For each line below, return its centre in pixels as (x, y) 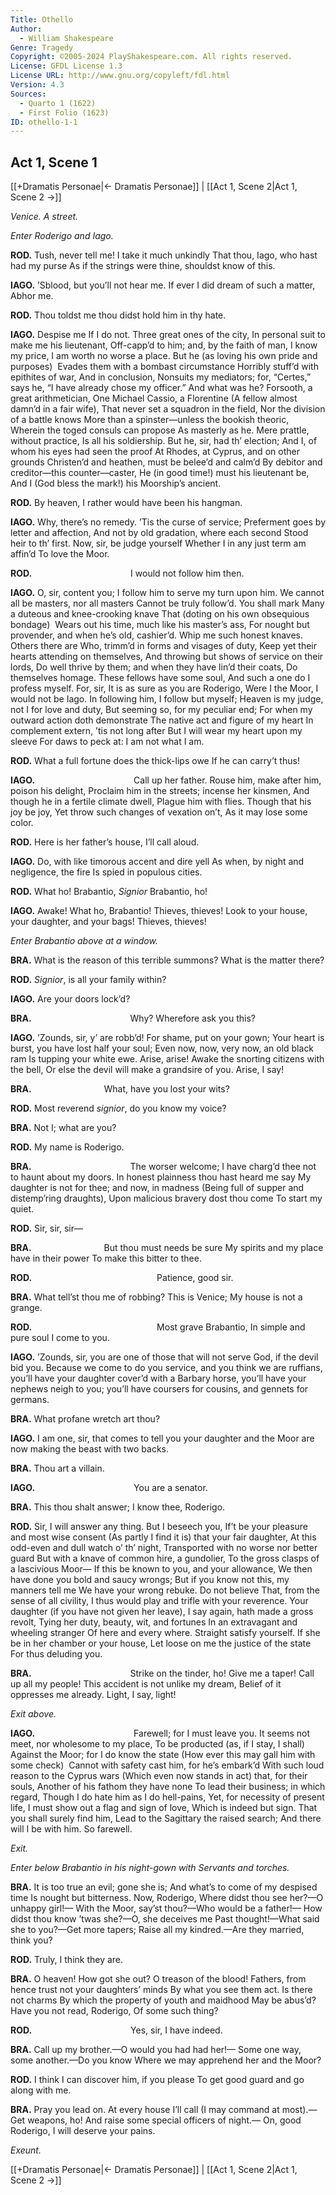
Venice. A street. (44, 217)
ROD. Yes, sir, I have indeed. (116, 2030)
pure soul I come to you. (60, 1338)
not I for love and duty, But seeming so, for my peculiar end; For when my (161, 710)
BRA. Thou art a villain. (57, 1468)
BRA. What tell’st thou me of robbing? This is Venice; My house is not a (156, 1297)
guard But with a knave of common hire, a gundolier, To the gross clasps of (165, 1558)
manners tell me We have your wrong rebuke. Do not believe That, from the (165, 1590)
